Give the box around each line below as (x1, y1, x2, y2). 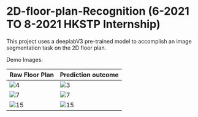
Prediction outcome (59, 70, 119, 79)
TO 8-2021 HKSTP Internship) (6, 17, 161, 31)
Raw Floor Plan (9, 70, 54, 79)
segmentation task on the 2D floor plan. (6, 44, 107, 51)
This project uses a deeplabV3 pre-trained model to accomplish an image (6, 37, 192, 45)
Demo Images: (6, 56, 43, 63)
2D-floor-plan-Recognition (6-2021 (6, 4, 190, 18)
